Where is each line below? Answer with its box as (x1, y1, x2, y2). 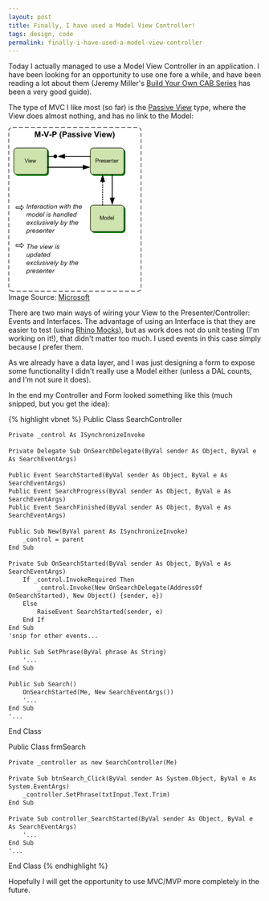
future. (8, 885, 31, 895)
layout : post (8, 13, 52, 21)
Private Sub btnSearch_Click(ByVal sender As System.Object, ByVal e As (8, 775, 257, 783)
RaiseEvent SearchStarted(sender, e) (37, 608, 163, 616)
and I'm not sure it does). (8, 375, 92, 385)
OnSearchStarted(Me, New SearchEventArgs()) (22, 688, 174, 697)
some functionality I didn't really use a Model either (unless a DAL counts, (8, 367, 253, 376)
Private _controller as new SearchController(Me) (8, 759, 178, 767)
